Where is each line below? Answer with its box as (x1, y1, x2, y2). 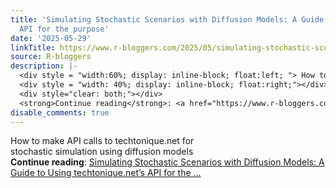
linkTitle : (10, 42, 56, 53)
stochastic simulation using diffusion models (10, 146, 194, 158)
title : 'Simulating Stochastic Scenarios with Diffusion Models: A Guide (10, 14, 325, 25)
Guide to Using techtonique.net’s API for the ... (10, 167, 202, 179)
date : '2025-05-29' (10, 33, 92, 43)
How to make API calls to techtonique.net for (10, 135, 195, 147)
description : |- (10, 61, 78, 71)
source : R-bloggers (10, 52, 92, 62)
